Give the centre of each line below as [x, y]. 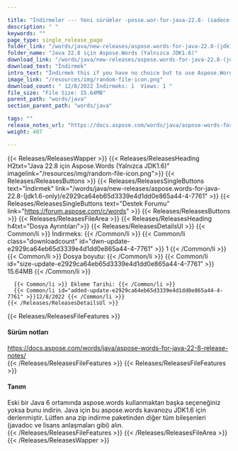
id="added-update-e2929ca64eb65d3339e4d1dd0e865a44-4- [140, 290]
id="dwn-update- [104, 241]
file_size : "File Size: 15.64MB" [57, 93]
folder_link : [27, 47]
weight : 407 [25, 132]
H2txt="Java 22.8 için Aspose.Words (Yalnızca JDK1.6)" [89, 166]
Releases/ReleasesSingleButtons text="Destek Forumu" [89, 204]
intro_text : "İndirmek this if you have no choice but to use [101, 73]
